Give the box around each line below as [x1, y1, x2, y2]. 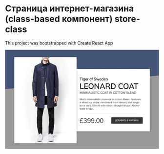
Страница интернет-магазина [5, 3, 134, 14]
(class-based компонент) [5, 13, 113, 25]
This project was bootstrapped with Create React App [5, 40, 113, 46]
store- [114, 13, 141, 25]
